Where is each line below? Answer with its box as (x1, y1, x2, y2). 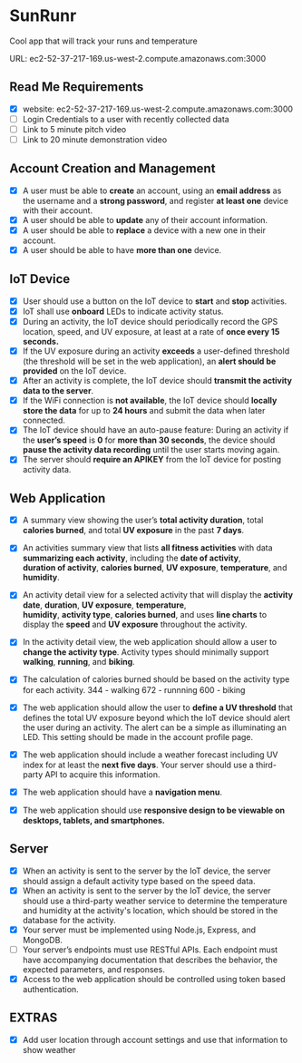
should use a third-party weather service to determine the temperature (22, 895, 287, 906)
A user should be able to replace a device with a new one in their (22, 224, 266, 236)
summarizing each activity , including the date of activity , (22, 552, 241, 563)
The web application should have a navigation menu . (22, 786, 223, 797)
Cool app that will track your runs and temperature (9, 35, 198, 46)
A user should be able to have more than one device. (22, 245, 222, 255)
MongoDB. (22, 934, 63, 945)
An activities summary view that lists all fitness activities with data (22, 542, 274, 553)
